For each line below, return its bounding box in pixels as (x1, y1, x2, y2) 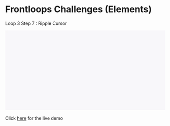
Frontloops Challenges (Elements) (5, 4, 152, 15)
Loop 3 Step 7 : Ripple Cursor (5, 20, 67, 26)
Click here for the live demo (5, 115, 63, 121)
